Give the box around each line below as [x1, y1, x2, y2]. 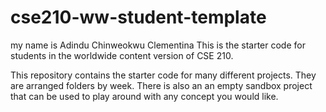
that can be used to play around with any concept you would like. [10, 90, 279, 102]
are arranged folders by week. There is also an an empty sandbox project [10, 79, 313, 91]
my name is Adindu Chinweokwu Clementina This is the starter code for [10, 39, 306, 51]
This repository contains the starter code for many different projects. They [10, 69, 317, 81]
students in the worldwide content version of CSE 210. [10, 49, 234, 61]
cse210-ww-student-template [10, 6, 267, 29]
